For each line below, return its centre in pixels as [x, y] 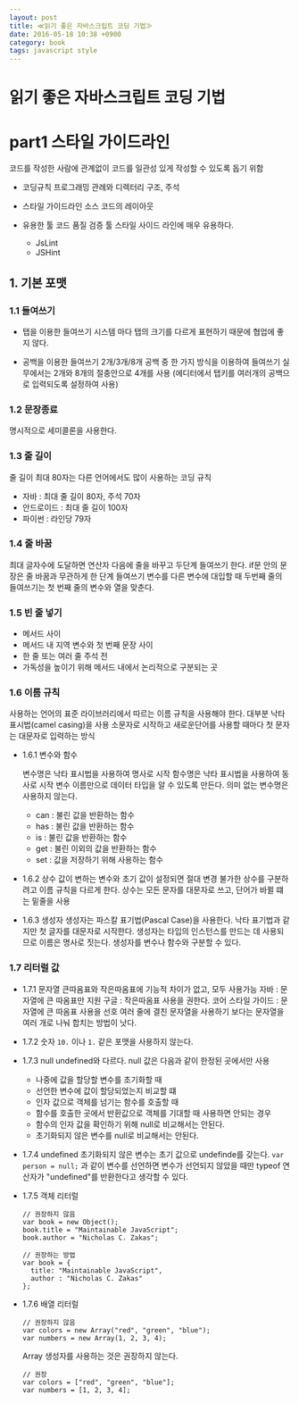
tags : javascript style [54, 51]
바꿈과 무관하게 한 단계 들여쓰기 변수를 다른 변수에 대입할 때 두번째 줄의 [159, 576]
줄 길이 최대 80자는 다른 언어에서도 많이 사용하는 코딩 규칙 [111, 477]
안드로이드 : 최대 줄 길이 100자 [75, 507]
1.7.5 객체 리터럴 [50, 1195]
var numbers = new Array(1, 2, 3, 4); [94, 1338]
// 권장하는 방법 [49, 1255]
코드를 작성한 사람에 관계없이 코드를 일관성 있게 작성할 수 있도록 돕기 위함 [137, 168]
